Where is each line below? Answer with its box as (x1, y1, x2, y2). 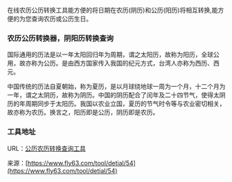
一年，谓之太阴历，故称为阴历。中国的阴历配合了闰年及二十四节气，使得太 (7, 91, 220, 99)
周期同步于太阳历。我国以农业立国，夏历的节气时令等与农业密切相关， (25, 99, 226, 108)
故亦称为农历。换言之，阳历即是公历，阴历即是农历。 (7, 108, 159, 117)
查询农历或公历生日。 (30, 14, 92, 23)
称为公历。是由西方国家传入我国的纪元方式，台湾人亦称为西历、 (30, 59, 213, 68)
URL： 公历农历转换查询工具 (7, 144, 87, 152)
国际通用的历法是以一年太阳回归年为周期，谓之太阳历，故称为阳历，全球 (7, 50, 213, 59)
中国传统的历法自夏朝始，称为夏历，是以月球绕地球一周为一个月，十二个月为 (7, 82, 226, 91)
